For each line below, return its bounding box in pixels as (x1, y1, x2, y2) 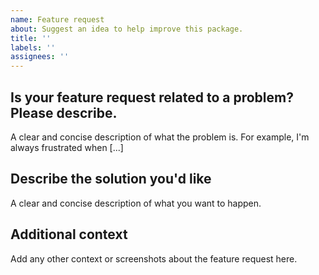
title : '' (10, 33, 52, 43)
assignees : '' (10, 52, 70, 62)
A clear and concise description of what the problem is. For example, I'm (10, 131, 310, 143)
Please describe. (10, 104, 118, 121)
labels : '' (10, 42, 56, 53)
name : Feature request (10, 14, 105, 25)
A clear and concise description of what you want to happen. (10, 197, 262, 209)
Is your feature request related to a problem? (10, 89, 294, 106)
